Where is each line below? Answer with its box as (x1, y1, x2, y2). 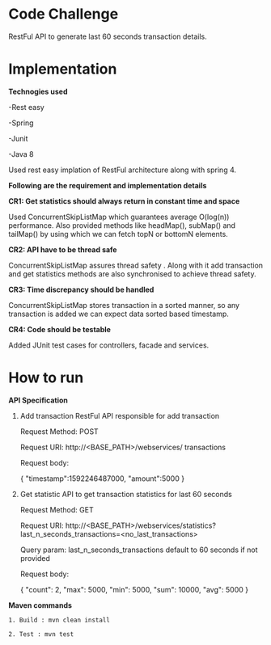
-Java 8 (8, 149, 34, 158)
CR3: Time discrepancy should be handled (8, 285, 155, 294)
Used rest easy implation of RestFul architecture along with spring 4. (8, 165, 237, 175)
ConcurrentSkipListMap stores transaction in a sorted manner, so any (8, 300, 240, 310)
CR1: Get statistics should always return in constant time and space (8, 196, 240, 206)
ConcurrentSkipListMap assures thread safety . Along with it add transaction (8, 260, 264, 270)
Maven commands (8, 600, 73, 610)
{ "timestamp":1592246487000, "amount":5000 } (19, 474, 184, 483)
